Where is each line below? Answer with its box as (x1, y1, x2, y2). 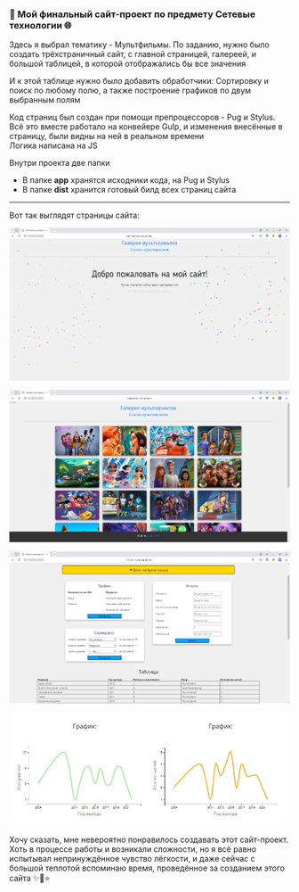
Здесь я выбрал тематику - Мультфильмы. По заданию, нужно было (9, 39, 270, 50)
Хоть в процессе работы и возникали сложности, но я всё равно (9, 843, 256, 855)
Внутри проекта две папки (9, 158, 110, 169)
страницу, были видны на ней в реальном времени (9, 131, 205, 142)
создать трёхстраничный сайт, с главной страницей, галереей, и (9, 49, 256, 60)
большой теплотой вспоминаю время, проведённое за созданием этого (9, 863, 285, 873)
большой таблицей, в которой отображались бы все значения (9, 58, 246, 70)
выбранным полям (9, 95, 81, 105)
